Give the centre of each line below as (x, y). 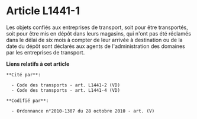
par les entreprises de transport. (46, 52)
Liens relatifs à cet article (38, 64)
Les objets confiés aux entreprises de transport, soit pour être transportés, (97, 27)
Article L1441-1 (43, 11)
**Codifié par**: (28, 101)
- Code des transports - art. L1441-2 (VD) (66, 85)
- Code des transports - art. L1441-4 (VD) (66, 90)
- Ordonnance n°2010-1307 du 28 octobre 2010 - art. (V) (83, 111)
